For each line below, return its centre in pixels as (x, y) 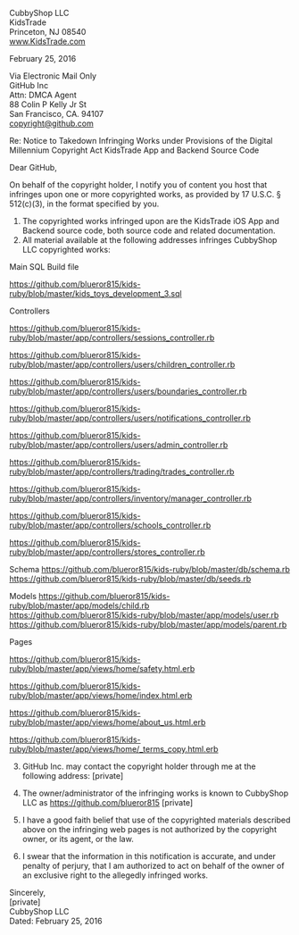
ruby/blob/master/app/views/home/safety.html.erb (102, 668)
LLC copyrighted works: (66, 250)
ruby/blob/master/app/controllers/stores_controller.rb (107, 552)
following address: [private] (73, 776)
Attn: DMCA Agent (43, 95)
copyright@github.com (51, 123)
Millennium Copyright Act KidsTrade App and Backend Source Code (134, 150)
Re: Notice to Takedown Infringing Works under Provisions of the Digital (141, 141)
